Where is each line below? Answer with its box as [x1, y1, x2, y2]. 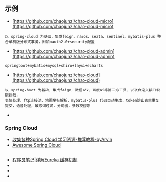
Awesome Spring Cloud [12, 142, 61, 148]
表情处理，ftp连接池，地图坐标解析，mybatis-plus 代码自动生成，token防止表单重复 [5, 98, 160, 103]
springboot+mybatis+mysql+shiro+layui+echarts [5, 63, 103, 68]
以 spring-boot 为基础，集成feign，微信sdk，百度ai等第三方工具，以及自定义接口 [5, 88, 157, 92]
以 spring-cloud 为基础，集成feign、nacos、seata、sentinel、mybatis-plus [5, 34, 155, 39]
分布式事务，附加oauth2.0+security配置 [19, 39, 95, 44]
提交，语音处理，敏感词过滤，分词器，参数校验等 [5, 103, 90, 108]
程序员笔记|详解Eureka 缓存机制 [12, 157, 78, 163]
